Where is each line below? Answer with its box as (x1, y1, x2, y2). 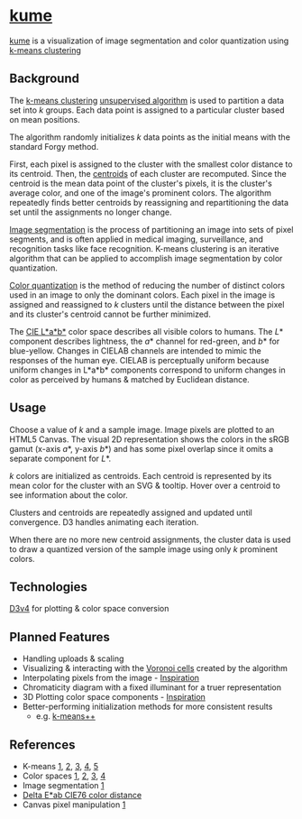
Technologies (9, 579, 88, 594)
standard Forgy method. (9, 141, 99, 152)
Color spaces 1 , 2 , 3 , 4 (22, 770, 106, 781)
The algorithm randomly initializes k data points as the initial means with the (9, 132, 291, 143)
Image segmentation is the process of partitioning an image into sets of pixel (9, 224, 294, 235)
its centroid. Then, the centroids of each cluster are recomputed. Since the (9, 168, 287, 179)
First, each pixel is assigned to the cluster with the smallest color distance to (9, 159, 293, 170)
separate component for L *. (9, 453, 112, 464)
